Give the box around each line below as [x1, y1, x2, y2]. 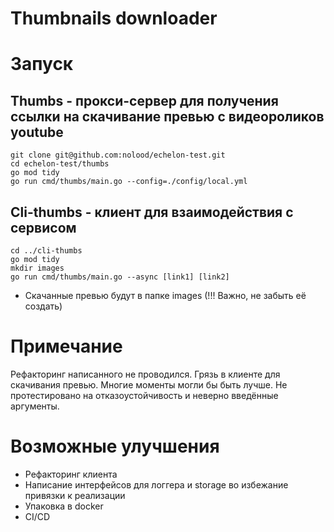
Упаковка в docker [24, 500, 104, 512]
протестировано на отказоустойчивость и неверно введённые [10, 389, 279, 401]
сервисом [10, 219, 77, 236]
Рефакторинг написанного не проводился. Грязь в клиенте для [10, 368, 281, 380]
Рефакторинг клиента [24, 468, 118, 480]
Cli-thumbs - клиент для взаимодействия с [10, 203, 294, 221]
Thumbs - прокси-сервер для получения [10, 92, 279, 109]
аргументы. [10, 400, 60, 412]
